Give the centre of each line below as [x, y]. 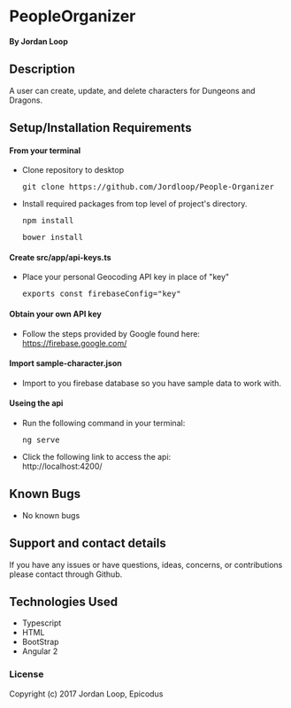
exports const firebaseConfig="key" [101, 294]
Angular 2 [40, 651]
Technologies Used [63, 602]
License [27, 674]
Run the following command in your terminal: [103, 423]
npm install [48, 221]
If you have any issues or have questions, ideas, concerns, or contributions [146, 564]
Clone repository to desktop [73, 170]
